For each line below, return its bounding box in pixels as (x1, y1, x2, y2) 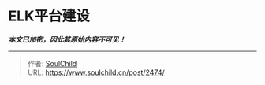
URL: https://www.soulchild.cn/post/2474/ (27, 68, 165, 77)
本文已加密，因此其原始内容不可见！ (8, 35, 126, 44)
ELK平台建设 (8, 7, 90, 25)
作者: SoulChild (27, 58, 77, 68)
